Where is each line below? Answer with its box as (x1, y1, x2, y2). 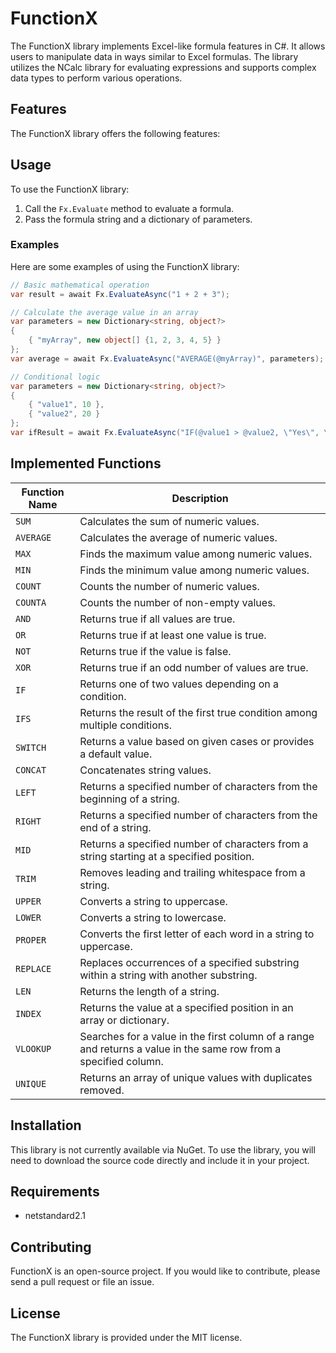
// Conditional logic (10, 372, 101, 382)
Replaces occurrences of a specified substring (79, 955, 300, 969)
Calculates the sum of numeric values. (79, 514, 260, 528)
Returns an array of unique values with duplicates (79, 1070, 313, 1084)
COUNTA (15, 597, 47, 608)
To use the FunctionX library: (10, 183, 130, 195)
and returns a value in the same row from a (79, 1042, 282, 1056)
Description (171, 491, 229, 505)
